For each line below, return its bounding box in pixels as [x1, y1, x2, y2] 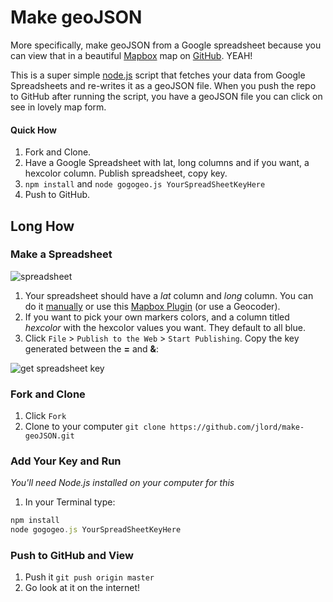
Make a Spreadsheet [10, 247, 113, 261]
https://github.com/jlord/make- [169, 422, 305, 433]
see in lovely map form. [10, 101, 107, 113]
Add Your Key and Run [10, 454, 122, 468]
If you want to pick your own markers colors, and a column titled [24, 311, 290, 323]
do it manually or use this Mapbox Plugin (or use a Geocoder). [24, 300, 281, 312]
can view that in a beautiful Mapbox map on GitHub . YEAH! [10, 49, 253, 61]
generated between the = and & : [24, 342, 160, 355]
